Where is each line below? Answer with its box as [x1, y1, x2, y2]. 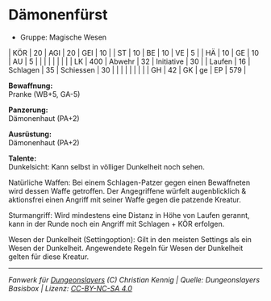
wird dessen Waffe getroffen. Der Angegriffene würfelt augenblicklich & [8, 186, 247, 195]
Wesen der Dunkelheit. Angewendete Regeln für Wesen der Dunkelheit [8, 243, 244, 253]
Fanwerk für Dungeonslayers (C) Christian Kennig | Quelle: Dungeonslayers [8, 274, 261, 284]
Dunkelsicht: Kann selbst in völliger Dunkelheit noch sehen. [8, 161, 206, 171]
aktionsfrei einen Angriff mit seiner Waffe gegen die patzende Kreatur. [8, 194, 242, 204]
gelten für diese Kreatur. [8, 252, 90, 261]
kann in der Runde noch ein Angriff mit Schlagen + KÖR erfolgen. [8, 219, 225, 228]
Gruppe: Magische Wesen [19, 32, 107, 42]
